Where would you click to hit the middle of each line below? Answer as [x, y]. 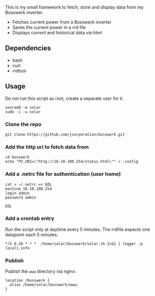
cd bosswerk [17, 157]
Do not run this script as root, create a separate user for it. [64, 98]
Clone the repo [23, 124]
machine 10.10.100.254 [28, 189]
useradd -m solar [23, 107]
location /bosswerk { [27, 281]
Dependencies [28, 48]
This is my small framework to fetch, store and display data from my [74, 7]
